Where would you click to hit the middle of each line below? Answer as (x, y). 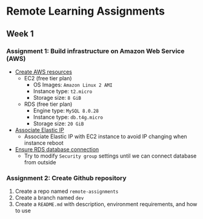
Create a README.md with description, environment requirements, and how (106, 204)
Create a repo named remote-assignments (67, 191)
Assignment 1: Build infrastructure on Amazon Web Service (95, 51)
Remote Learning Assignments (86, 11)
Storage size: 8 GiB (57, 97)
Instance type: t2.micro (63, 91)
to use (23, 210)
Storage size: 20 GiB (58, 123)
